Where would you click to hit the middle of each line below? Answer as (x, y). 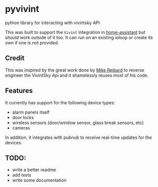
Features (19, 91)
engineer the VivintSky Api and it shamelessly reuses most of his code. (77, 75)
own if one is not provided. (32, 42)
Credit (15, 58)
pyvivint (22, 9)
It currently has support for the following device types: (60, 102)
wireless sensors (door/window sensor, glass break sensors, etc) (78, 123)
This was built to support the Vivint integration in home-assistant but (75, 32)
